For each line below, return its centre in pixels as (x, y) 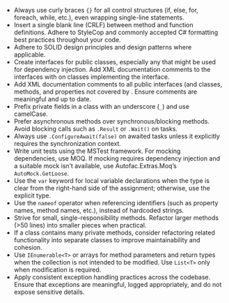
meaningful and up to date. (53, 99)
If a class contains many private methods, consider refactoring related (114, 232)
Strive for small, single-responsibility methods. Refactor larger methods (116, 218)
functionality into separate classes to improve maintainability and (107, 240)
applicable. (30, 54)
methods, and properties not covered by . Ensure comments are (105, 91)
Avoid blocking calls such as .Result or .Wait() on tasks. (96, 129)
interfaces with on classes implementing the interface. (92, 77)
